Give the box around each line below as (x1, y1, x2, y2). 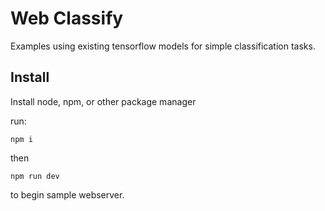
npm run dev (10, 171, 60, 181)
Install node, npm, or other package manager (10, 95, 197, 107)
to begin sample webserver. (10, 188, 125, 201)
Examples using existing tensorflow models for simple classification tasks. (10, 40, 316, 52)
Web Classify (10, 7, 124, 30)
